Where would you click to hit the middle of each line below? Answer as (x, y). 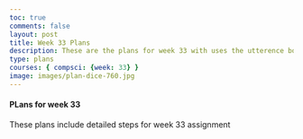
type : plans (32, 59)
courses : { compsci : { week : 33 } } (74, 68)
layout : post (34, 34)
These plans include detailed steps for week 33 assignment (120, 124)
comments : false (40, 26)
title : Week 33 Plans (50, 43)
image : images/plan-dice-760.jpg (72, 76)
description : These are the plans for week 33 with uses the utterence (147, 51)
